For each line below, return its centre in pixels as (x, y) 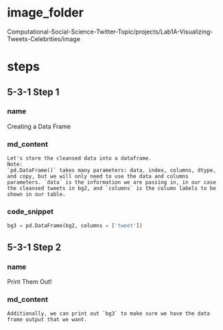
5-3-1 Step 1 (33, 92)
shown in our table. (37, 195)
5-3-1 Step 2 (34, 247)
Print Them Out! (30, 281)
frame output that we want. (47, 320)
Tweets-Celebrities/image (44, 38)
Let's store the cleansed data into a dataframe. (80, 158)
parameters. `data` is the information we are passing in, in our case (111, 182)
